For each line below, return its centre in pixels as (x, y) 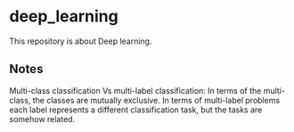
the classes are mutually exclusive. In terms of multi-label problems (156, 100)
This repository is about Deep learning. (81, 41)
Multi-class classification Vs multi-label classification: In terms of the (135, 90)
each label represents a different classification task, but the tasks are (136, 110)
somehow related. (42, 119)
